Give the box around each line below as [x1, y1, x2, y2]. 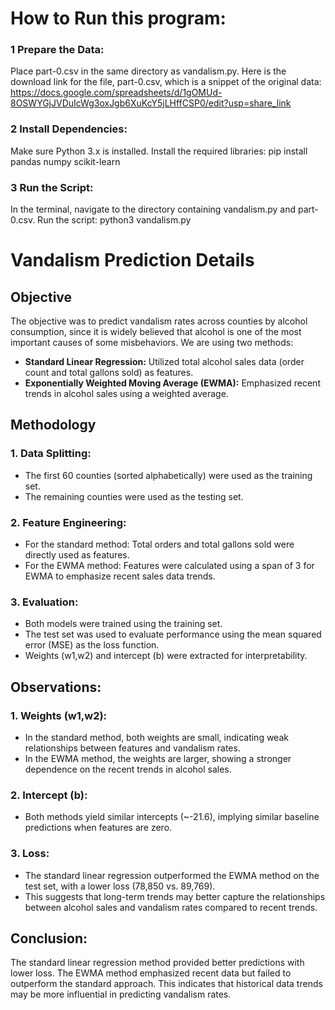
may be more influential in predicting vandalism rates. [10, 988, 232, 1001]
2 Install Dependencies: [10, 122, 128, 136]
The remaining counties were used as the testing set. [24, 490, 244, 502]
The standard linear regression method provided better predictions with [10, 957, 305, 969]
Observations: [10, 678, 102, 696]
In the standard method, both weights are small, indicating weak [24, 732, 289, 744]
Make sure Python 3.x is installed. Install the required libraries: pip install [10, 145, 308, 157]
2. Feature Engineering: [10, 515, 127, 529]
